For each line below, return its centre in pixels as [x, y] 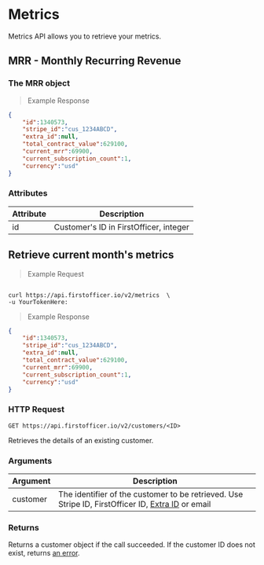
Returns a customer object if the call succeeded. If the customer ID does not [132, 545]
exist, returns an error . [44, 553]
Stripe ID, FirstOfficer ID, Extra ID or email [135, 504]
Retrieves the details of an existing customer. [81, 440]
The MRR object [39, 83]
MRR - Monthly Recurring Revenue [95, 61]
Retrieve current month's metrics [91, 255]
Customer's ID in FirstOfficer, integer [122, 227]
